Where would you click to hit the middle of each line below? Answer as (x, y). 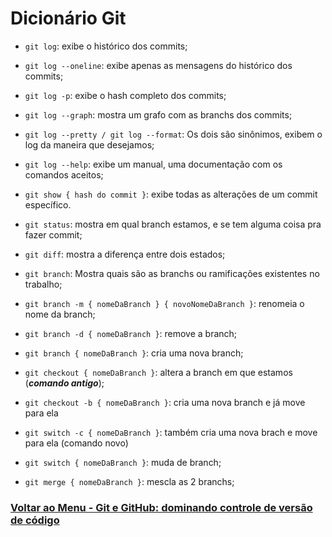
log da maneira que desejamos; (89, 144)
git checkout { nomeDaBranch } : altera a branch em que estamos (158, 372)
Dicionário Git (68, 18)
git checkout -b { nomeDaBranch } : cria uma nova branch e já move (165, 402)
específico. (48, 204)
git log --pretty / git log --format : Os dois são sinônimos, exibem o (173, 134)
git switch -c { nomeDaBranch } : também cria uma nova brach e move (171, 432)
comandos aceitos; (64, 174)
